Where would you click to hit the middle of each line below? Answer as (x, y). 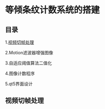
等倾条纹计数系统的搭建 (52, 10)
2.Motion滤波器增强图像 (29, 53)
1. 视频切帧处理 (20, 42)
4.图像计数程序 (20, 73)
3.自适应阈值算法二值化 (29, 63)
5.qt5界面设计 (19, 84)
